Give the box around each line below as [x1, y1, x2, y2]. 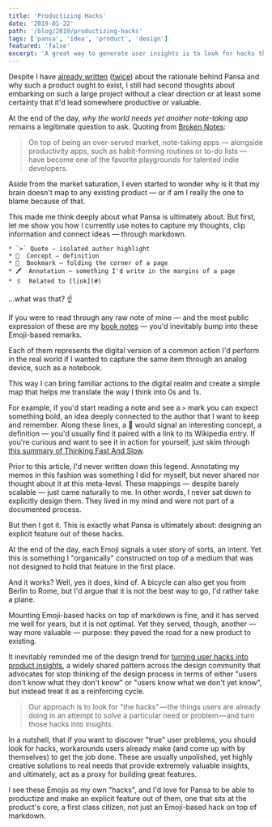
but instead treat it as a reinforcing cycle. [8, 686, 145, 696]
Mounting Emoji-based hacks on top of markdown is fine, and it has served [8, 611, 259, 620]
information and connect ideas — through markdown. [8, 229, 187, 239]
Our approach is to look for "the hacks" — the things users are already [28, 702, 261, 711]
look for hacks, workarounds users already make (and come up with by [8, 744, 245, 753]
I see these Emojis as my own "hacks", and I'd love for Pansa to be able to [8, 785, 255, 795]
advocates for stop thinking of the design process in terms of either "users [8, 669, 257, 679]
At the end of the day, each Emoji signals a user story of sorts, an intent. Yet [8, 544, 261, 554]
